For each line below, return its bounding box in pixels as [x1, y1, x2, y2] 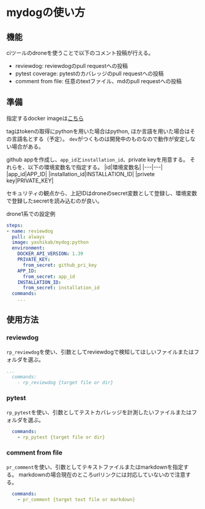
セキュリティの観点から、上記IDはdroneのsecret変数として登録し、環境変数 [6, 189, 198, 196]
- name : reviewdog [6, 228, 53, 234]
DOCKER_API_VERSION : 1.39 [17, 251, 84, 257]
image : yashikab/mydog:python [12, 239, 89, 245]
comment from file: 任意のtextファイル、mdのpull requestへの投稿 [15, 78, 182, 84]
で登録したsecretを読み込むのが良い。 [6, 197, 103, 204]
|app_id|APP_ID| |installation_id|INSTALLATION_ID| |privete [6, 170, 155, 177]
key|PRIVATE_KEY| [6, 177, 54, 184]
